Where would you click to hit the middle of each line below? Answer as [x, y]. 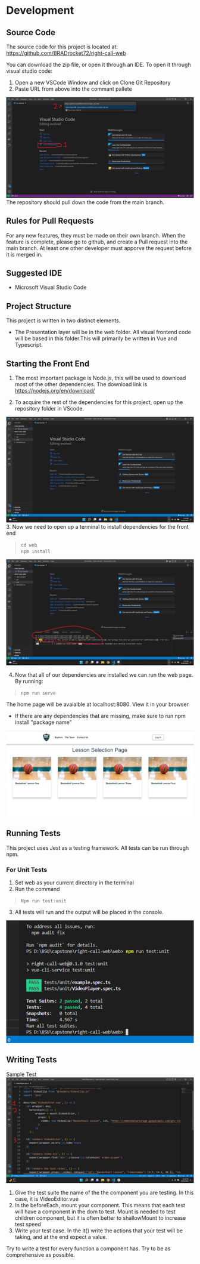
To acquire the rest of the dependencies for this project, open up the [99, 402]
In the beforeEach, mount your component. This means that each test [100, 1206]
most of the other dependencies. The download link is [81, 384]
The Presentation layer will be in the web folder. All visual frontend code [103, 332]
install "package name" [43, 722]
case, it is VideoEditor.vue [47, 1199]
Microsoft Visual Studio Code [51, 288]
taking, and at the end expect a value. [61, 1237]
